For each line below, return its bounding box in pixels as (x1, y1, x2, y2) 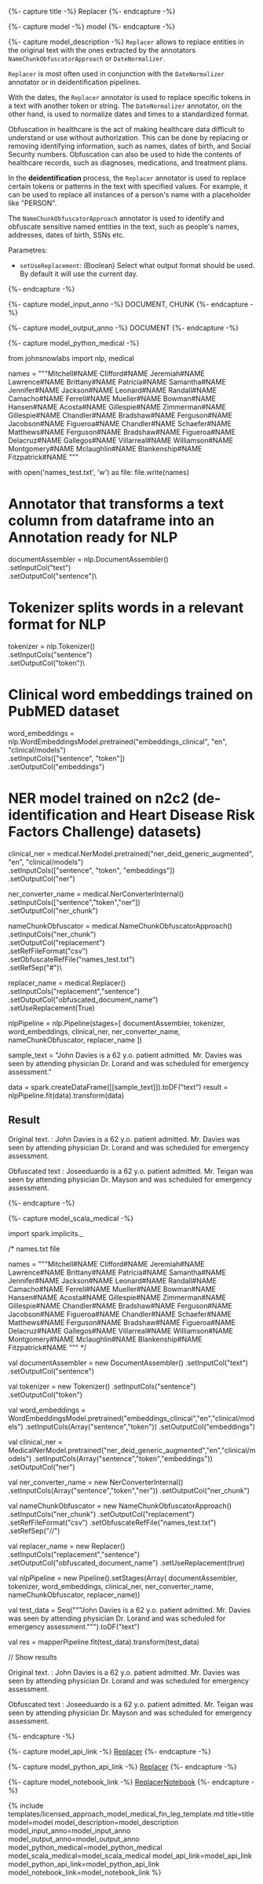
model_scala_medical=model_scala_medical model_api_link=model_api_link (8, 1851, 253, 1860)
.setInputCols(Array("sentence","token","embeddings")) (33, 1454, 214, 1463)
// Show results (8, 1652, 57, 1661)
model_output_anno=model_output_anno (8, 1834, 140, 1843)
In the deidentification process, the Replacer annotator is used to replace (8, 173, 247, 182)
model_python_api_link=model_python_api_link (8, 1859, 159, 1868)
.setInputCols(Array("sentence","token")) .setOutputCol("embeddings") (24, 1422, 256, 1431)
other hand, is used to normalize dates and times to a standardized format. (8, 109, 250, 119)
